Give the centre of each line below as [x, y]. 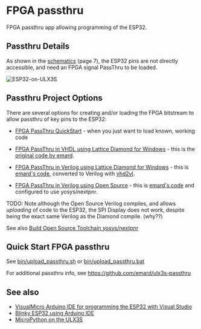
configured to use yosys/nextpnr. [56, 192]
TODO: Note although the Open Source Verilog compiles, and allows [91, 203]
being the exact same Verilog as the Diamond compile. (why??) [85, 216]
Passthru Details [38, 46]
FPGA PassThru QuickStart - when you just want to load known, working [105, 131]
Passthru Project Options [54, 98]
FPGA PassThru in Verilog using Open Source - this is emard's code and [105, 185]
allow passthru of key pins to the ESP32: [56, 119]
